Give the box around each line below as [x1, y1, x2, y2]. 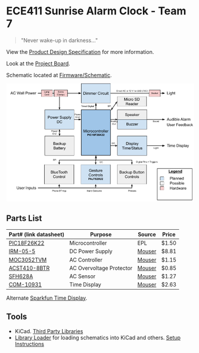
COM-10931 [8, 281, 42, 288]
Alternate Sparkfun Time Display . [6, 294, 88, 302]
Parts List [6, 213, 42, 223]
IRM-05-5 [8, 248, 36, 255]
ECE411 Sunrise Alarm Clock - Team [6, 4, 186, 18]
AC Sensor [69, 273, 96, 280]
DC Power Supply [69, 248, 113, 255]
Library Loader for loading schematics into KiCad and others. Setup [14, 334, 181, 341]
